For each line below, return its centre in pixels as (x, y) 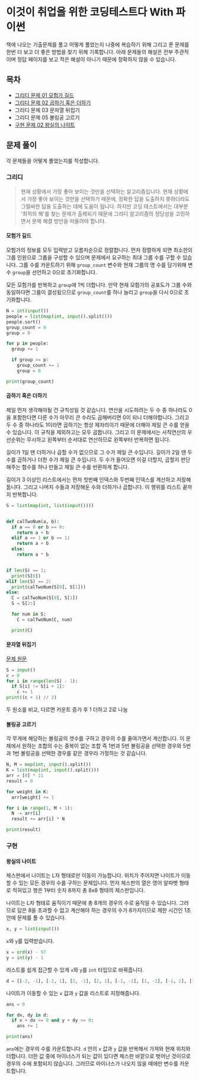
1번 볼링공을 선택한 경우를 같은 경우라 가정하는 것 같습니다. (80, 754)
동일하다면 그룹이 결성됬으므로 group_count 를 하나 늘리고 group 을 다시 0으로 (94, 292)
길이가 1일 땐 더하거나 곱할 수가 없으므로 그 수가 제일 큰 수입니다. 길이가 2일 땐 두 (99, 452)
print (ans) (20, 1037)
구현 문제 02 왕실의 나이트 (45, 124)
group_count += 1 (38, 366)
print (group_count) (30, 382)
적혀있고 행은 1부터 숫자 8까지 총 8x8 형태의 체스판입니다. (79, 890)
